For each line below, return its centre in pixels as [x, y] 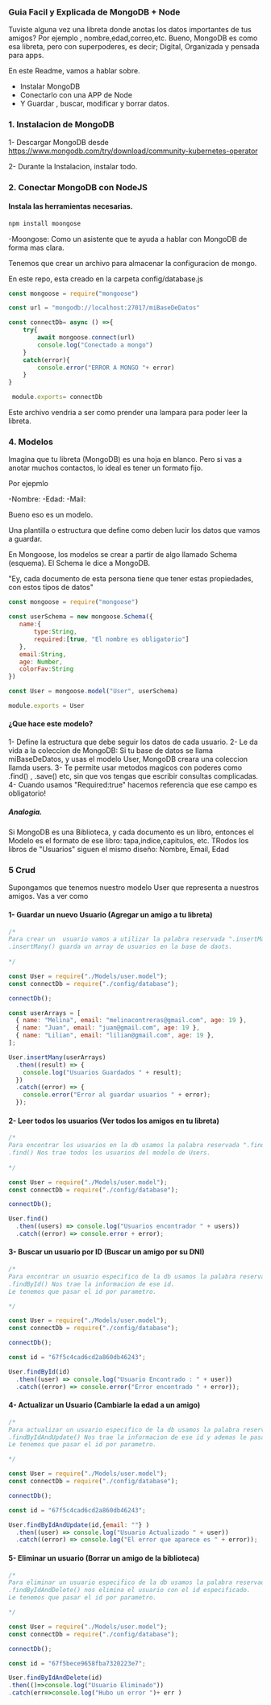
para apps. [26, 56]
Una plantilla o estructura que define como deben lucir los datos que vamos [134, 530]
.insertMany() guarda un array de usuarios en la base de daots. [120, 947]
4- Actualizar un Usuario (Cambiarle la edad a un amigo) [104, 1405]
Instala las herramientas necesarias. [71, 206]
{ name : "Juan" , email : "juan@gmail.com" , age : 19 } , [108, 1028]
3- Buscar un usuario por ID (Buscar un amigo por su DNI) [106, 1252]
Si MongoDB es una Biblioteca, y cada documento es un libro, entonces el [131, 832]
